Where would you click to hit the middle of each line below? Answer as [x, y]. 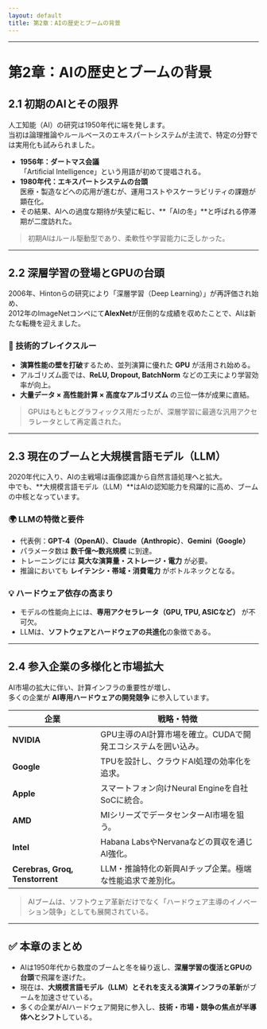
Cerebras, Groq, [43, 869]
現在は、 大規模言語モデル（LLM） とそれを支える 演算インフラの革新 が [135, 987]
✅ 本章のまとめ [45, 947]
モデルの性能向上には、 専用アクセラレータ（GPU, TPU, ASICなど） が [134, 612]
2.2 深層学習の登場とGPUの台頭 [87, 272]
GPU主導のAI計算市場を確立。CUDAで [172, 734]
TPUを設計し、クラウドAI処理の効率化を [176, 761]
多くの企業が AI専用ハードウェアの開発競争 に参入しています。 [111, 697]
